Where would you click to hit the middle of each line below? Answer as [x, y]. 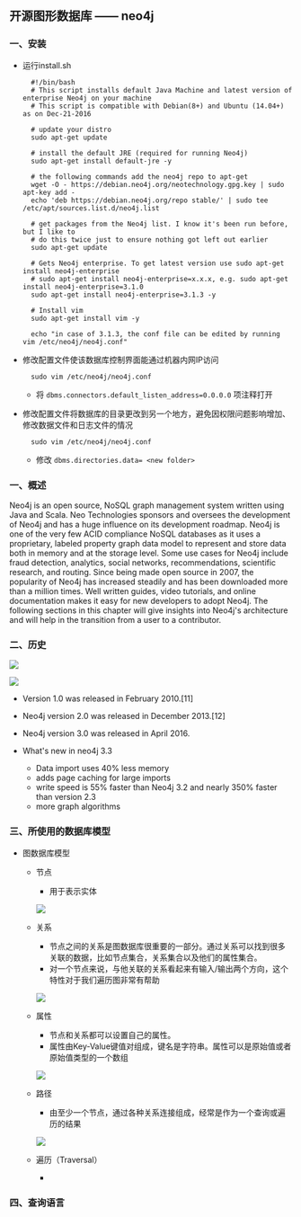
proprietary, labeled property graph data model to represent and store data [148, 543]
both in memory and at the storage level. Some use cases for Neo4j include [149, 553]
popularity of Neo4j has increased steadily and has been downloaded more [149, 582]
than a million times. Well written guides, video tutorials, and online [133, 591]
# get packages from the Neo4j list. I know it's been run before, [160, 224]
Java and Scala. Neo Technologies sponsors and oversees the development [150, 514]
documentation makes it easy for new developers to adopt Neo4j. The [139, 600]
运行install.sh [47, 65]
